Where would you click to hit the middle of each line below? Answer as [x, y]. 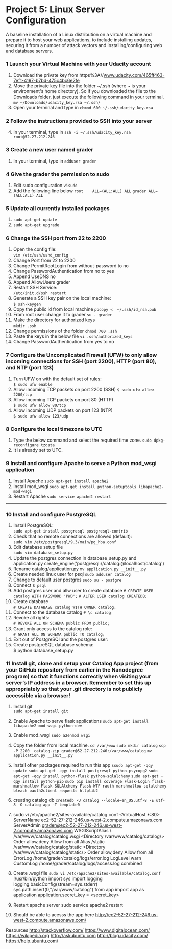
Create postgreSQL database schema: [53, 644]
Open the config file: [35, 249]
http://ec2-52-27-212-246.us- [127, 915]
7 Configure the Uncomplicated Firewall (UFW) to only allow [81, 355]
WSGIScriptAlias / [93, 831]
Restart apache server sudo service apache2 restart [68, 905]
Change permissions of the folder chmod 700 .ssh [65, 331]
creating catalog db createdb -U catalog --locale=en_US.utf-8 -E [83, 800]
